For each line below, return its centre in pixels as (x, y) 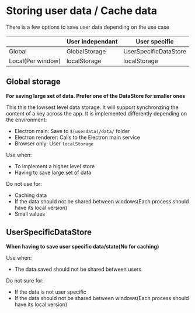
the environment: (27, 120)
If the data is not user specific (50, 292)
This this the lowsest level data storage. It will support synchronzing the (93, 107)
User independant (92, 41)
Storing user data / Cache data (82, 11)
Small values (30, 214)
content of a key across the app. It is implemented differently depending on (97, 113)
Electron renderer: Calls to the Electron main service (77, 137)
